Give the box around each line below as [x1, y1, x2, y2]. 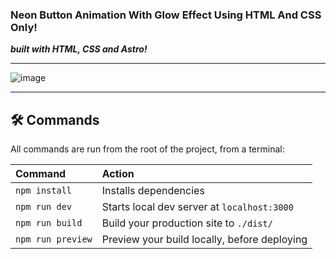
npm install [15, 185, 73, 197]
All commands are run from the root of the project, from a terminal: [10, 143, 285, 155]
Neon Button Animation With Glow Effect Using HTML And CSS [10, 8, 322, 22]
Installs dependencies [101, 184, 205, 198]
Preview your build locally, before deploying [101, 233, 308, 247]
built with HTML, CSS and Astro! [10, 43, 148, 55]
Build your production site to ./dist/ [101, 216, 273, 230]
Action [101, 167, 135, 181]
